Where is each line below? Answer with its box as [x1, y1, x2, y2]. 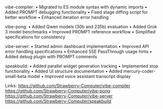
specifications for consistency [5, 34, 66, 40]
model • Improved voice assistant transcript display [27, 74, 131, 79]
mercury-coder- [123, 68, 156, 74]
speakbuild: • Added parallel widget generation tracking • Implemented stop [5, 63, 158, 69]
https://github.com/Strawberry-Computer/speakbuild [5, 98, 111, 104]
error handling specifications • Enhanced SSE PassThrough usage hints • [5, 48, 152, 54]
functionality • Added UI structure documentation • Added [5, 68, 123, 74]
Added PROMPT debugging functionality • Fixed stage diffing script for [5, 9, 148, 15]
